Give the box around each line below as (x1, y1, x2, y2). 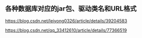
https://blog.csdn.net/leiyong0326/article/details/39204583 (5, 18, 128, 23)
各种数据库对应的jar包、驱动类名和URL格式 (5, 4, 137, 13)
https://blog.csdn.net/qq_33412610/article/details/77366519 (5, 27, 127, 33)
